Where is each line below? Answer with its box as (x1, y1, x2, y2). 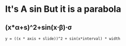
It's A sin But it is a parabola (5, 3, 122, 15)
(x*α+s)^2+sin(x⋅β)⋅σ (5, 23, 72, 32)
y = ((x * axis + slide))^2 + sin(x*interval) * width (5, 36, 121, 41)
